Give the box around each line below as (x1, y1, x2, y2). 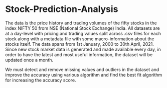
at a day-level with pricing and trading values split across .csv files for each (5, 30, 161, 36)
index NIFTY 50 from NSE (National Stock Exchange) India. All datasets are (5, 25, 160, 31)
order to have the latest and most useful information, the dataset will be (5, 51, 153, 58)
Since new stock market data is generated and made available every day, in (5, 46, 161, 52)
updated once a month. (5, 57, 54, 63)
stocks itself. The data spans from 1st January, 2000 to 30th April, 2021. (5, 41, 154, 47)
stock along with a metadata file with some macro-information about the (5, 36, 154, 42)
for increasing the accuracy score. (5, 77, 76, 83)
